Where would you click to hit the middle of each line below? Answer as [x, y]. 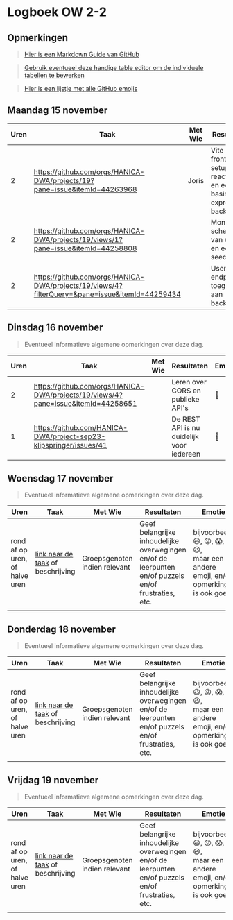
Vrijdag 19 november [53, 780]
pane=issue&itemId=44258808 [85, 248]
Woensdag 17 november [60, 478]
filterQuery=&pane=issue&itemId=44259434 [107, 294]
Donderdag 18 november [62, 629]
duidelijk [185, 436]
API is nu [186, 427]
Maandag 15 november [58, 111]
